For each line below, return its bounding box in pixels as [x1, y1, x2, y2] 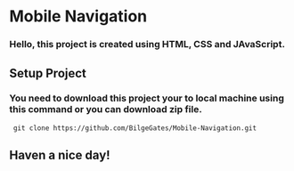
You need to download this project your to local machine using [9, 92, 285, 104]
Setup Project [9, 65, 87, 81]
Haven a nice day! [9, 148, 110, 163]
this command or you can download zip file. [9, 103, 202, 116]
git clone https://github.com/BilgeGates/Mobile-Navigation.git [12, 123, 257, 133]
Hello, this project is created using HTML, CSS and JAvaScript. [9, 38, 285, 51]
